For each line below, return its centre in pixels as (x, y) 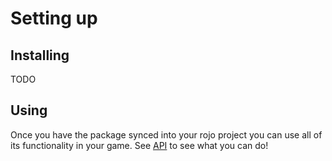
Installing (40, 55)
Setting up (54, 18)
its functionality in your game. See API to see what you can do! (139, 145)
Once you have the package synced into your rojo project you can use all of (166, 134)
